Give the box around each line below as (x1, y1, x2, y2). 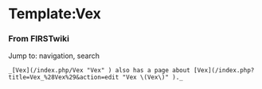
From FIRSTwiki (8, 33, 70, 44)
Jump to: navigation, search (8, 51, 100, 60)
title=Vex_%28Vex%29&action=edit (8, 73, 119, 82)
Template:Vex (8, 5, 102, 23)
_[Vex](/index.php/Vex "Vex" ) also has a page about (8, 67, 191, 75)
